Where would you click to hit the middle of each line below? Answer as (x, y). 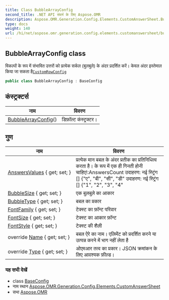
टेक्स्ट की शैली (89, 226)
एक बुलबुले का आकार (95, 193)
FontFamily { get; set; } (34, 209)
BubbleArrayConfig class (46, 54)
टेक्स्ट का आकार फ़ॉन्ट (96, 218)
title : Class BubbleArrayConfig (39, 10)
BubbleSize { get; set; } (35, 193)
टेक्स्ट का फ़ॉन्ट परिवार (96, 209)
